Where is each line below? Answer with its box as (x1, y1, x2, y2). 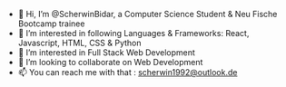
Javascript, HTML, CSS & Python (17, 37, 143, 48)
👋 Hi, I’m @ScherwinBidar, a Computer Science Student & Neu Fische (17, 9, 278, 19)
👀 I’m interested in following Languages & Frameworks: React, (17, 28, 250, 38)
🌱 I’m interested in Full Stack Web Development (17, 47, 195, 58)
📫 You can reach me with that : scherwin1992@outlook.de (17, 67, 238, 77)
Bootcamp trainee (17, 18, 85, 29)
